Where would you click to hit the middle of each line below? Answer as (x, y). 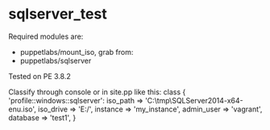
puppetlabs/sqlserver (56, 61)
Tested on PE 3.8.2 (39, 76)
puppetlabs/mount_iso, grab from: (77, 52)
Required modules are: (46, 36)
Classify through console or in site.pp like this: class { (97, 92)
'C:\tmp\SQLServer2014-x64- (194, 100)
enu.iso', (22, 109)
